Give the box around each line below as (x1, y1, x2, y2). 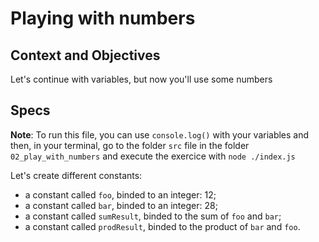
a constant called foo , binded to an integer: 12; (24, 188, 217, 201)
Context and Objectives (10, 47, 161, 64)
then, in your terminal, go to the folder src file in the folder (10, 139, 250, 151)
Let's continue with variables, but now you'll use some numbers (10, 73, 273, 85)
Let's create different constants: (10, 169, 143, 181)
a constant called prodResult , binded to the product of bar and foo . (24, 220, 301, 232)
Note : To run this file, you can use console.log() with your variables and (10, 128, 310, 141)
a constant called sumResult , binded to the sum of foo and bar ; (24, 210, 282, 222)
